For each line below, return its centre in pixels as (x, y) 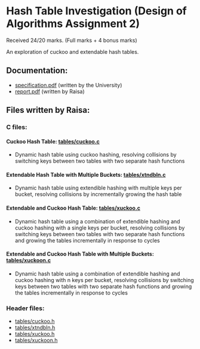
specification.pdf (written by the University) (68, 85)
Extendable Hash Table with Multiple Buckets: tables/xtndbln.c (86, 174)
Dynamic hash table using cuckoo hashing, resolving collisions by (96, 155)
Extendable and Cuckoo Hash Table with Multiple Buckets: (80, 254)
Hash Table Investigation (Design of (96, 11)
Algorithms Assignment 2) (73, 24)
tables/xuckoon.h (36, 340)
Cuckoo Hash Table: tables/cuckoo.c (53, 141)
